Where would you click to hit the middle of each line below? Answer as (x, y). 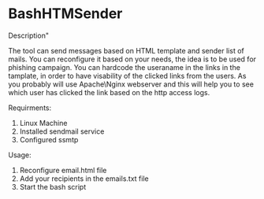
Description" (29, 35)
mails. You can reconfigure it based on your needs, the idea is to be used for (132, 59)
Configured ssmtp (49, 139)
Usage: (20, 155)
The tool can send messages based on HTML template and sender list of (126, 50)
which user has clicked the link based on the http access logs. (109, 92)
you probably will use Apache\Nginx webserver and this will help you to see (131, 84)
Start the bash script (53, 186)
